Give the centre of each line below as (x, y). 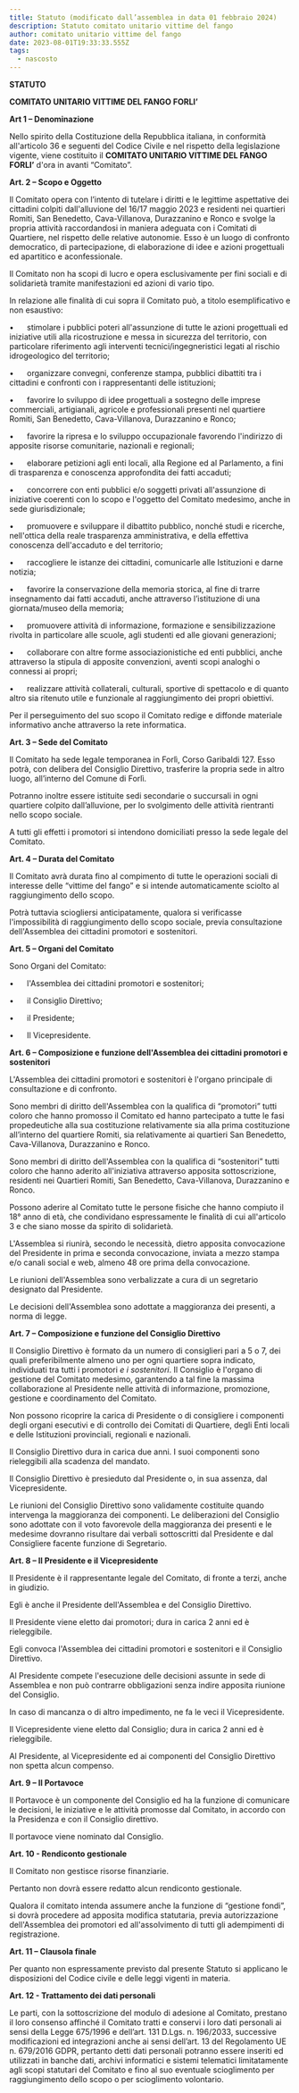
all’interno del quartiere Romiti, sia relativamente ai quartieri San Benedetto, (148, 1134)
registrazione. (35, 1934)
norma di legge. (38, 1316)
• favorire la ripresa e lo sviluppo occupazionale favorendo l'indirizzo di (146, 436)
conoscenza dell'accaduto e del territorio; (86, 545)
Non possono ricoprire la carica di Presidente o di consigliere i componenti (146, 1415)
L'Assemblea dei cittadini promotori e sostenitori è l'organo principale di (141, 1079)
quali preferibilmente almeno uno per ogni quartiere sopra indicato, (133, 1360)
